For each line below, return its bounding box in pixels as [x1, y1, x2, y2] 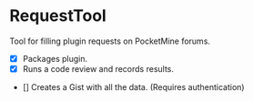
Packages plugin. [22, 53, 88, 64]
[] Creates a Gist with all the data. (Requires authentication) [22, 82, 245, 93]
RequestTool [9, 5, 106, 26]
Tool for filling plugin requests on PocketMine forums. [9, 35, 211, 46]
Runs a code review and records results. [22, 64, 175, 74]
